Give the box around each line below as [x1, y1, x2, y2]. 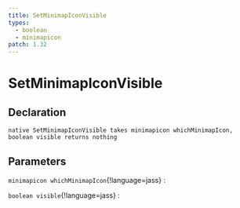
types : [8, 19, 30, 27]
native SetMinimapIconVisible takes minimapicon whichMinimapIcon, [8, 126, 234, 134]
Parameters [8, 155, 67, 168]
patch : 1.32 [8, 41, 47, 49]
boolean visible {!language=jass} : [8, 190, 120, 200]
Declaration [8, 105, 67, 119]
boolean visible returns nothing [8, 133, 118, 141]
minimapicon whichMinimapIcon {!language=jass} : [8, 175, 166, 184]
